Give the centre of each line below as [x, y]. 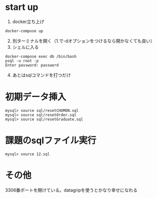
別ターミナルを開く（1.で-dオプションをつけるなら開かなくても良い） [83, 41]
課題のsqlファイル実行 [51, 141]
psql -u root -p [22, 61]
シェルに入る [25, 47]
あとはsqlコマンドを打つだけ [41, 75]
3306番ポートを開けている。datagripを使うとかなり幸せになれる [71, 190]
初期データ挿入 [36, 97]
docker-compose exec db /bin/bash [41, 56]
